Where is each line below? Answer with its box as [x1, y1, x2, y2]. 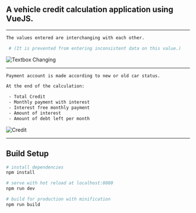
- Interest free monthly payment [8, 105, 90, 111]
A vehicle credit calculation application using [6, 5, 174, 15]
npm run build [6, 201, 41, 207]
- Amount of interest [8, 110, 61, 116]
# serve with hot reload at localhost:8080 [6, 180, 114, 186]
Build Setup [6, 149, 49, 159]
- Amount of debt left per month [8, 115, 90, 122]
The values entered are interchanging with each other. [6, 35, 145, 40]
